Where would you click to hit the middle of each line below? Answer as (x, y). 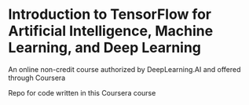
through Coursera (37, 78)
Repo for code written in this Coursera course (82, 92)
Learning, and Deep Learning (105, 48)
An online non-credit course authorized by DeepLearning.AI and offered (124, 69)
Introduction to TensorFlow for (110, 14)
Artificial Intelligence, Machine (111, 31)
